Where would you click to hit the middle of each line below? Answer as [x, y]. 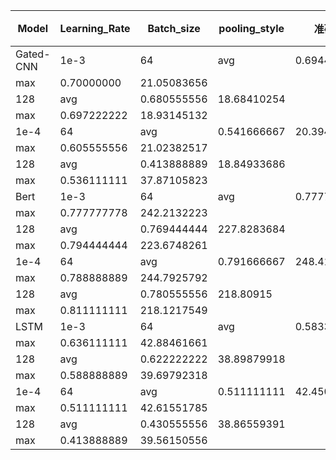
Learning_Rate [95, 28]
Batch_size [174, 28]
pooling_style [251, 28]
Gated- [33, 54]
